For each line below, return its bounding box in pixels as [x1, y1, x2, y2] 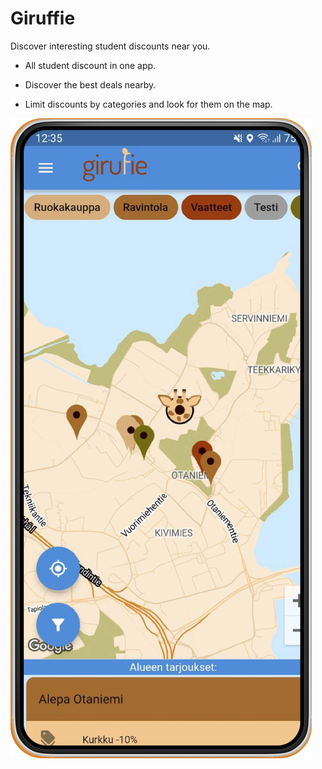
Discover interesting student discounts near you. [10, 40, 211, 52]
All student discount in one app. [24, 59, 157, 71]
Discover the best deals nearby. [24, 78, 157, 91]
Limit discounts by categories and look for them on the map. [24, 98, 273, 110]
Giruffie [10, 7, 76, 30]
